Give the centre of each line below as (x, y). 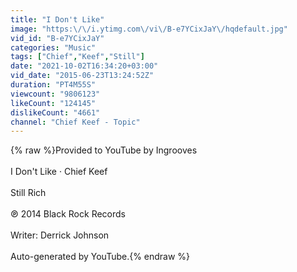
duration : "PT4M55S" (53, 85)
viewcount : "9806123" (55, 94)
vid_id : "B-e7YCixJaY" (57, 38)
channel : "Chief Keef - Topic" (75, 122)
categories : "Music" (53, 47)
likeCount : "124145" (53, 103)
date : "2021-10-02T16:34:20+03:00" (84, 66)
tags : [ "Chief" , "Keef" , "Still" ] (77, 57)
